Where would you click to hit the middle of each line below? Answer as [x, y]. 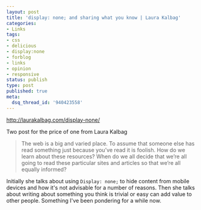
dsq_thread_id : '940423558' [48, 102]
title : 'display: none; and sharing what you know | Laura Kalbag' [94, 18]
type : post [20, 86]
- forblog [19, 57]
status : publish [27, 80]
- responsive [23, 74]
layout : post [23, 12]
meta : [13, 97]
